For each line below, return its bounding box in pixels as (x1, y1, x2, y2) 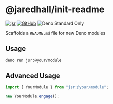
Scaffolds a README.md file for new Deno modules (5, 30, 106, 36)
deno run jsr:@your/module (5, 58, 62, 63)
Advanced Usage (5, 72, 60, 80)
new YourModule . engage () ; (5, 94, 59, 99)
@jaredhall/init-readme (5, 4, 105, 15)
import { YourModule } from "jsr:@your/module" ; (5, 85, 109, 90)
